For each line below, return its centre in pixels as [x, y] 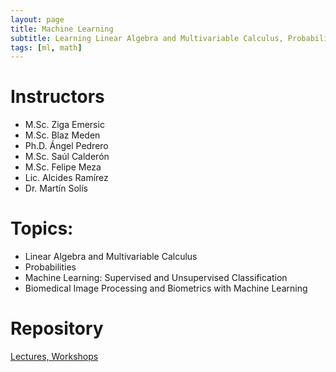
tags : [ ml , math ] [46, 47]
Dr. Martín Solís [56, 188]
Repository [57, 328]
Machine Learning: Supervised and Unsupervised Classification [156, 278]
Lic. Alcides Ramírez [66, 178]
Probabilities [50, 267]
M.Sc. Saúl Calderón [67, 157]
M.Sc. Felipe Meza [63, 167]
